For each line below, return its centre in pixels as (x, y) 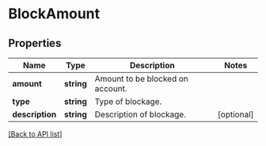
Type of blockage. (128, 102)
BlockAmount (54, 14)
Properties (35, 43)
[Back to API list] (35, 134)
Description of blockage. (140, 114)
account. (111, 88)
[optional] (236, 114)
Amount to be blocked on (141, 79)
